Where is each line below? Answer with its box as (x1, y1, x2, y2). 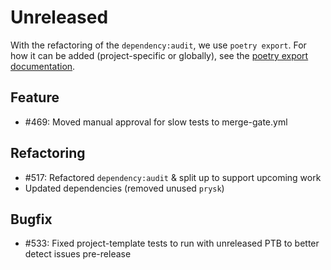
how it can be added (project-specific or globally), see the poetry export (10, 49, 309, 61)
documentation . (10, 60, 76, 72)
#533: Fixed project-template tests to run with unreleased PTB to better (24, 237, 320, 250)
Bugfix (10, 211, 53, 228)
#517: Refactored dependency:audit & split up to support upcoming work (24, 171, 322, 183)
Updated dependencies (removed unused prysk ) (24, 182, 225, 194)
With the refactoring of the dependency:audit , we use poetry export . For (10, 39, 307, 51)
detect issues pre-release (24, 248, 132, 260)
